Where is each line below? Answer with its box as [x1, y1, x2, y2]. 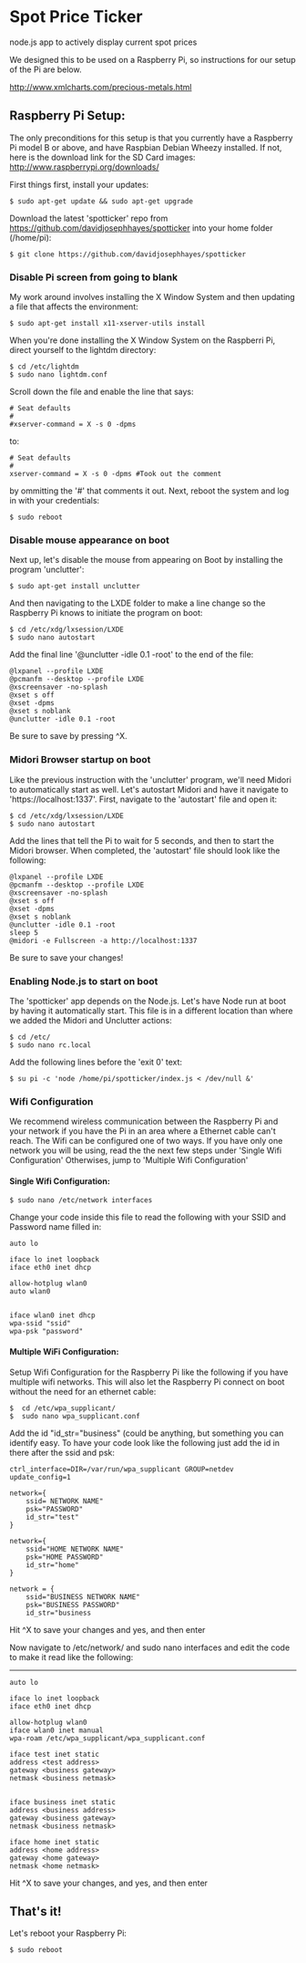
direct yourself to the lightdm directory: [9, 345, 157, 356]
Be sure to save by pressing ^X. [9, 731, 127, 742]
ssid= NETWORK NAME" [25, 1496, 104, 1506]
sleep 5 [9, 928, 39, 937]
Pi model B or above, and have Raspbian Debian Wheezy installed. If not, [9, 141, 282, 152]
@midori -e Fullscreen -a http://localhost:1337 [9, 936, 198, 945]
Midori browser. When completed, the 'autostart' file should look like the [9, 845, 280, 856]
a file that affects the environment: [9, 301, 138, 312]
